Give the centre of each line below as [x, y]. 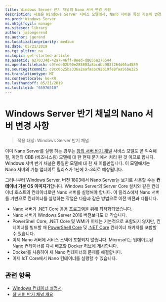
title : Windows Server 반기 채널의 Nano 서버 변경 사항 [58, 10]
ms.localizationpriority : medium [40, 42]
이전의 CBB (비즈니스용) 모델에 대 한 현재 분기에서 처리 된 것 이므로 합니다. [83, 157]
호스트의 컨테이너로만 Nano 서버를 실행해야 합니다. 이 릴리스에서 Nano [82, 192]
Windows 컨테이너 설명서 [37, 288]
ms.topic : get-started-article [37, 56]
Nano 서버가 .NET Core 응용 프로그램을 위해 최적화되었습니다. [72, 209]
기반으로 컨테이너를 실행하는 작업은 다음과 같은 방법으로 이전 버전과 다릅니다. [84, 198]
